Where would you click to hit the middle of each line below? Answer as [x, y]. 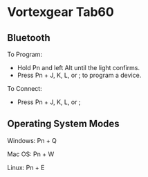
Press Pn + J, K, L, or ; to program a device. [79, 75]
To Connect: [25, 88]
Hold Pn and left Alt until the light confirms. [78, 68]
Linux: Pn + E [26, 167]
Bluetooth [29, 38]
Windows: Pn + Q [32, 140]
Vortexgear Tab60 [61, 12]
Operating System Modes [63, 124]
